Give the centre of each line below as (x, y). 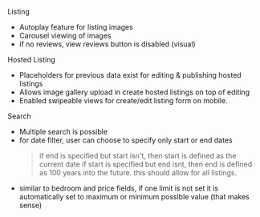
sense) (30, 205)
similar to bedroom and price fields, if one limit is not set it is (118, 188)
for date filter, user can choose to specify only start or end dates (126, 140)
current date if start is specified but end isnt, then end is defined (146, 164)
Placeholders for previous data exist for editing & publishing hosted (130, 75)
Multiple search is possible (63, 132)
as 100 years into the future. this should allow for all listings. (138, 173)
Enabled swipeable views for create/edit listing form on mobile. (123, 100)
